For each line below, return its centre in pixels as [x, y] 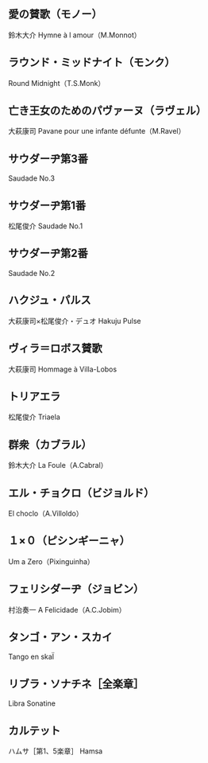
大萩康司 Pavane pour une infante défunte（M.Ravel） [97, 131]
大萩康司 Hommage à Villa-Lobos [63, 369]
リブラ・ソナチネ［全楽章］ [76, 684]
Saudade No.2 [32, 273]
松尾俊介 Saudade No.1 [46, 226]
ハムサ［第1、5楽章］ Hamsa [56, 751]
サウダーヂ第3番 [48, 159]
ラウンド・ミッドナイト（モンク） [92, 62]
